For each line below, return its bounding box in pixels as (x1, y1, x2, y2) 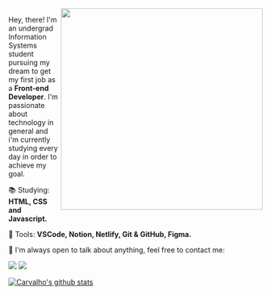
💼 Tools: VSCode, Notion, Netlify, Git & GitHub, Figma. (8, 230, 192, 239)
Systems (8, 40, 38, 50)
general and (8, 127, 48, 135)
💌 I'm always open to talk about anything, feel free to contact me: (8, 245, 226, 255)
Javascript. (8, 214, 48, 223)
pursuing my (8, 58, 50, 67)
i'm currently (8, 135, 51, 144)
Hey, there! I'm (8, 15, 57, 24)
